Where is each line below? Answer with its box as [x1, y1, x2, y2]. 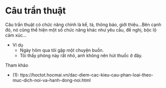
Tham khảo [5, 62, 28, 68]
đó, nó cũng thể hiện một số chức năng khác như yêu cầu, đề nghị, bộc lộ [5, 26, 157, 32]
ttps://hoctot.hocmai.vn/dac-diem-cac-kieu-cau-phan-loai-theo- [19, 71, 154, 77]
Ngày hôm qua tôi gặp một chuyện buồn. [19, 47, 104, 53]
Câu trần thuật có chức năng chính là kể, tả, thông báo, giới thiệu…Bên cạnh [5, 21, 162, 27]
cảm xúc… [5, 32, 27, 38]
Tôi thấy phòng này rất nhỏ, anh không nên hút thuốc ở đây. [19, 52, 143, 58]
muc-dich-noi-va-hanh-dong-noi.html [12, 77, 91, 83]
